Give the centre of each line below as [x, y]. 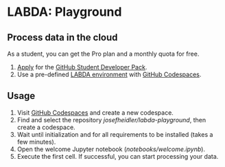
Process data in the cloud [62, 37]
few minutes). [36, 142]
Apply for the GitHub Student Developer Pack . [82, 67]
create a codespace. [46, 127]
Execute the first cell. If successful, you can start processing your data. [118, 156]
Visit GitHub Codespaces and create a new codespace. [95, 112]
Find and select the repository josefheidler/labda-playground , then [111, 120]
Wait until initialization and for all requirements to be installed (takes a [115, 134]
